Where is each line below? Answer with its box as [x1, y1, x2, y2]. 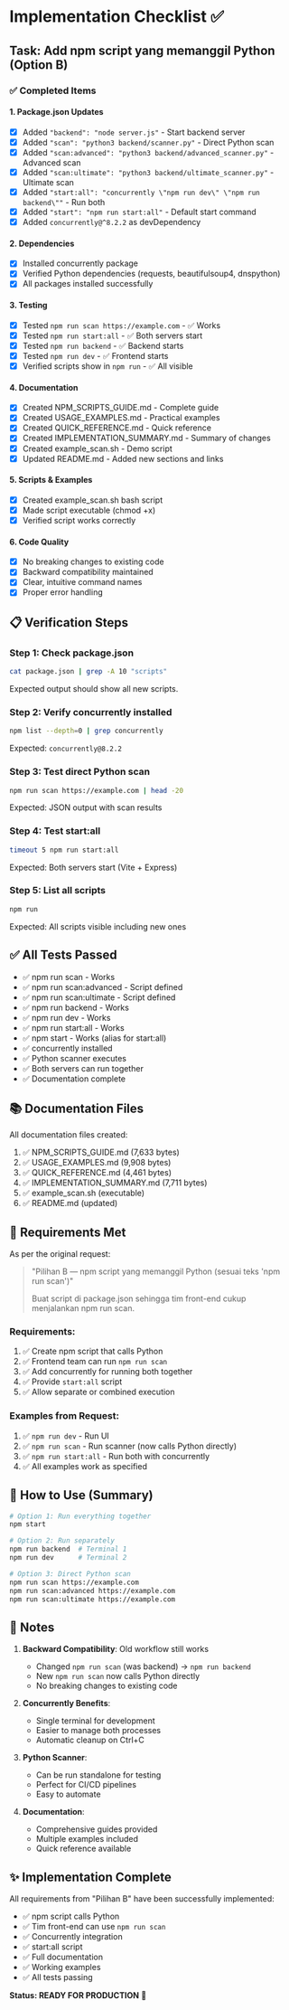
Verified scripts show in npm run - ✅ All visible [22, 360, 194, 372]
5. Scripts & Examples [9, 475, 93, 486]
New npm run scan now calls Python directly [35, 1671, 200, 1682]
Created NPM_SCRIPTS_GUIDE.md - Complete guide [22, 402, 219, 413]
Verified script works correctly [22, 514, 136, 525]
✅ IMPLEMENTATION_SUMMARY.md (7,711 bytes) [22, 1177, 208, 1188]
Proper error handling [22, 587, 104, 598]
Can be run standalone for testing [35, 1769, 162, 1780]
